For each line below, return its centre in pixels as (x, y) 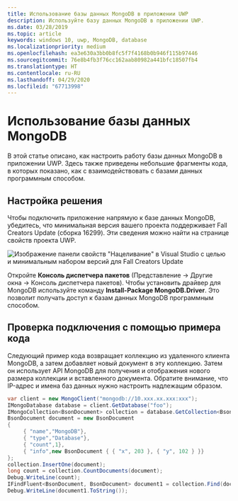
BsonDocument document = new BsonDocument (71, 418)
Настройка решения (55, 201)
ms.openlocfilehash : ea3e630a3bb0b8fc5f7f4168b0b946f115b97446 (103, 54)
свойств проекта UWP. (42, 240)
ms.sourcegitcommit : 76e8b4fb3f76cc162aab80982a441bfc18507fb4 (103, 60)
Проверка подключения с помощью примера (114, 327)
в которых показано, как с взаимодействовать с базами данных (105, 171)
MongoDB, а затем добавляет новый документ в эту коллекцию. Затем (115, 363)
